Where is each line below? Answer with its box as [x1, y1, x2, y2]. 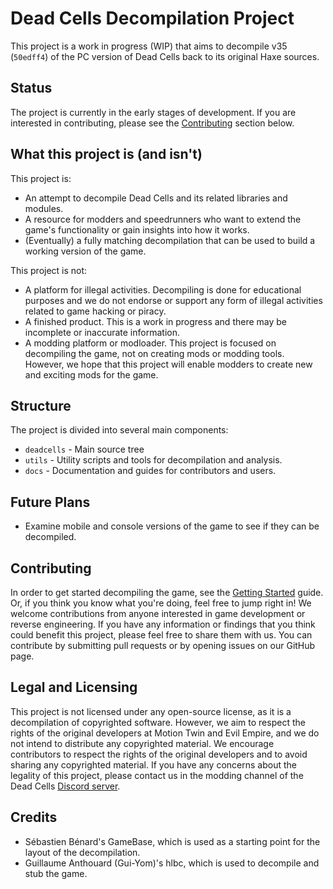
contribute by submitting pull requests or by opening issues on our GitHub [10, 640, 316, 651]
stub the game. [24, 867, 88, 879]
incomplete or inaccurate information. [24, 326, 180, 338]
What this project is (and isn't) [10, 146, 203, 163]
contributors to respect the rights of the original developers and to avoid [10, 748, 308, 760]
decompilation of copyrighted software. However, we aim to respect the [10, 716, 306, 728]
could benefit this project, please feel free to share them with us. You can [10, 629, 313, 641]
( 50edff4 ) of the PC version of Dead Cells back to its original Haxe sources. [10, 50, 320, 62]
